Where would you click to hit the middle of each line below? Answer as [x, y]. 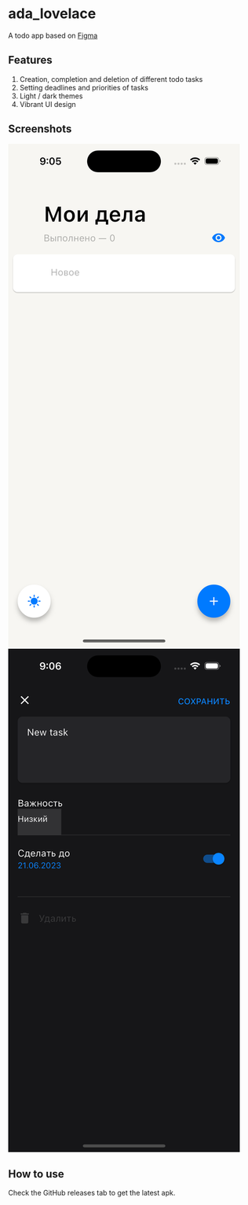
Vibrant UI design [47, 104]
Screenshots [40, 129]
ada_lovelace [52, 14]
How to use [36, 1174]
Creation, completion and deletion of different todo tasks [111, 79]
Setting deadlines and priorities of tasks [84, 87]
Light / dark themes [51, 96]
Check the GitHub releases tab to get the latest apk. [92, 1193]
